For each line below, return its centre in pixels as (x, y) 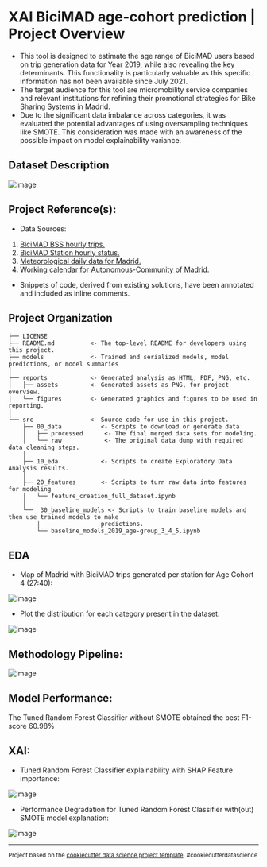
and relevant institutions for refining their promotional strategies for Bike (137, 98)
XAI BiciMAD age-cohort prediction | (132, 17)
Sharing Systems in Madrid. (65, 106)
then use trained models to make (64, 517)
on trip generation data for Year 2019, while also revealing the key (127, 64)
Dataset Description (59, 166)
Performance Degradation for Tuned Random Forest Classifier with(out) (137, 809)
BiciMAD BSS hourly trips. (62, 244)
